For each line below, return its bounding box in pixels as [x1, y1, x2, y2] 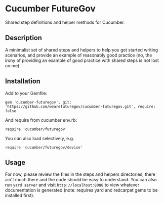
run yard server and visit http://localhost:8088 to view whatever [5, 182, 140, 188]
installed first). [5, 193, 35, 199]
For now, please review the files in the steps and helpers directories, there [5, 171, 156, 177]
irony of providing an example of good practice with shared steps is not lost [5, 57, 159, 63]
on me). [5, 62, 21, 68]
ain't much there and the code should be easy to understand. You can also [5, 177, 157, 183]
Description [5, 34, 42, 42]
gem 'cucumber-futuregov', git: [5, 100, 72, 104]
